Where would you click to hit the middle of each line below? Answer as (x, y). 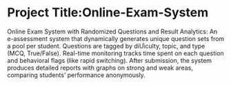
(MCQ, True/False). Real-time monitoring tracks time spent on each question (115, 53)
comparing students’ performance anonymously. (77, 75)
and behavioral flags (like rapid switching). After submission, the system (110, 60)
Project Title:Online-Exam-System (108, 13)
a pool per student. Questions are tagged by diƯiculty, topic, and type (106, 46)
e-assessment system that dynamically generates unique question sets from (116, 38)
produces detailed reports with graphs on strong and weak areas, (100, 68)
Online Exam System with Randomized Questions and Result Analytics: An (112, 31)
